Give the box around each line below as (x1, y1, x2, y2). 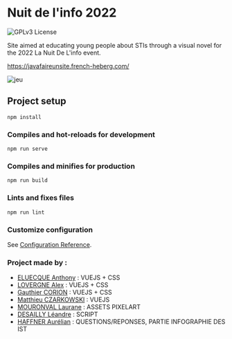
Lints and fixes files (7, 193, 75, 203)
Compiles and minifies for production (7, 161, 135, 171)
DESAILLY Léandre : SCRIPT (17, 310, 98, 319)
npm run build (7, 177, 48, 184)
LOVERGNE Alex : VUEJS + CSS (17, 281, 109, 289)
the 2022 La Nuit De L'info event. (7, 48, 102, 57)
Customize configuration (7, 225, 93, 235)
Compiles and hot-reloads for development (7, 129, 156, 139)
